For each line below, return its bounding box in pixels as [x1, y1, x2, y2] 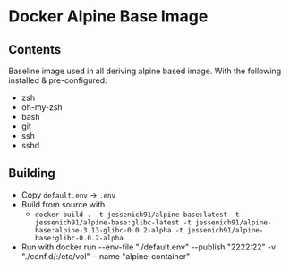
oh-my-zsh [21, 102, 64, 113]
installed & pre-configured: [8, 75, 108, 86]
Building [8, 165, 55, 181]
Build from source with [21, 198, 106, 209]
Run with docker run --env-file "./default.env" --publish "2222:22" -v [21, 241, 277, 252]
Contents [8, 42, 62, 57]
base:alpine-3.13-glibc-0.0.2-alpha [34, 225, 172, 234]
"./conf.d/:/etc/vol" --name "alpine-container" [21, 250, 191, 261]
